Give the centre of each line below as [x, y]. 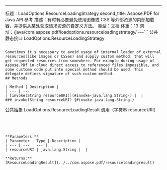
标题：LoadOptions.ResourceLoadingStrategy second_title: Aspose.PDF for [82, 13]
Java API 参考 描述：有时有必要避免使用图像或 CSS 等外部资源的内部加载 [80, 20]
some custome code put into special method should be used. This [74, 70]
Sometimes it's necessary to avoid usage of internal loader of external [83, 52]
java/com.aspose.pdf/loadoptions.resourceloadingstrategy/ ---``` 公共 [87, 32]
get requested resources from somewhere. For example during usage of [80, 61]
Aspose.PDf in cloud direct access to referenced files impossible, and [82, 65]
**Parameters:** [22, 137]
